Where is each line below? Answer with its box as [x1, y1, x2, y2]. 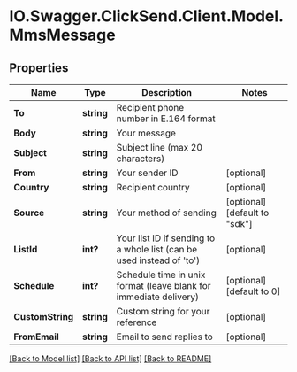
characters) [116, 152, 165, 165]
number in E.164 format [116, 112, 216, 125]
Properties [9, 60, 69, 75]
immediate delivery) [116, 291, 200, 303]
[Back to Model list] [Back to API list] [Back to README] [9, 353, 212, 364]
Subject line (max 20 [116, 142, 203, 153]
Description [141, 87, 193, 98]
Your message [116, 127, 177, 139]
